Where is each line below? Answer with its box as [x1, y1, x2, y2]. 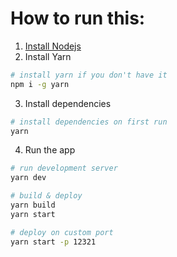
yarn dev [10, 173, 47, 183]
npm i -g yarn [10, 79, 70, 89]
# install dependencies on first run [10, 117, 168, 127]
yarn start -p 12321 [10, 237, 97, 247]
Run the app [24, 144, 76, 156]
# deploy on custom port [10, 227, 114, 237]
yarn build [10, 200, 56, 211]
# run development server [10, 163, 118, 174]
